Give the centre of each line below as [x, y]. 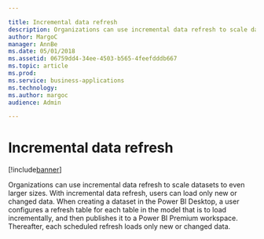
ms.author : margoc [38, 95]
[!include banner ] [35, 170]
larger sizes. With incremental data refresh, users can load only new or [123, 194]
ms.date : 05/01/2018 [42, 52]
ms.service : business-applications [66, 80]
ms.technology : [33, 88]
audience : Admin [35, 103]
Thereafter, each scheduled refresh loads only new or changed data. [119, 226]
